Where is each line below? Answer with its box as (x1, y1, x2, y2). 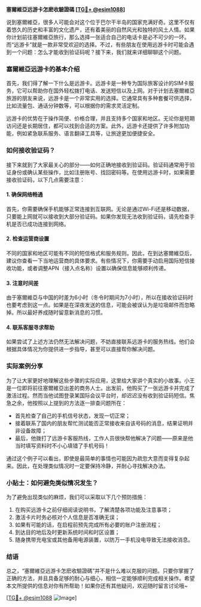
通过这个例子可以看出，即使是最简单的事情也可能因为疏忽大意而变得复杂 (6, 455, 184, 462)
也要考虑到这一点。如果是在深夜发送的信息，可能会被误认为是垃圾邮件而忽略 (6, 301, 195, 309)
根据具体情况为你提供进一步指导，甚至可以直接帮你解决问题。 (6, 346, 159, 353)
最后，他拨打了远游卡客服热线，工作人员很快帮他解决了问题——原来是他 (14, 434, 193, 442)
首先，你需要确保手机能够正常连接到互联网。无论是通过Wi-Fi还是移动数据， (6, 205, 193, 212)
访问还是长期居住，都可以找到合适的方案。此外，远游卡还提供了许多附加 (6, 122, 184, 129)
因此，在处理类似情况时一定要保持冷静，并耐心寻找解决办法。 (16, 462, 169, 469)
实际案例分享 (6, 362, 44, 370)
